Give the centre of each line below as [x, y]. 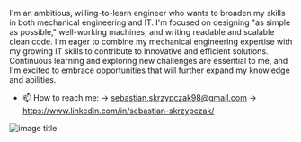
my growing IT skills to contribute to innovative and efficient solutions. [139, 51]
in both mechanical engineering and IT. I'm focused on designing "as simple [150, 22]
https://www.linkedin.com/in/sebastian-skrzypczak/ [118, 111]
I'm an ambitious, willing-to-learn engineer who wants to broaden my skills [147, 13]
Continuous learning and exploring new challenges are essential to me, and [149, 61]
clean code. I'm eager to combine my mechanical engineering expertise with [151, 41]
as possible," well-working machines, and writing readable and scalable [142, 32]
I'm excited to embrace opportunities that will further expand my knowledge [150, 70]
